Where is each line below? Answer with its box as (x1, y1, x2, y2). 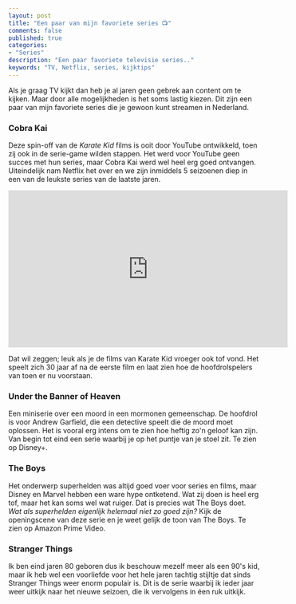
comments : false (8, 26, 62, 34)
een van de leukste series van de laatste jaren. (8, 175, 161, 184)
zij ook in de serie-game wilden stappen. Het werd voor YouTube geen (8, 149, 240, 159)
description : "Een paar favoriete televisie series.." (8, 57, 195, 65)
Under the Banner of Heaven (8, 390, 121, 401)
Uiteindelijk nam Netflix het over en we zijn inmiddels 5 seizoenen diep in (8, 166, 248, 176)
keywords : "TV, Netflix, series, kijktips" (8, 64, 156, 72)
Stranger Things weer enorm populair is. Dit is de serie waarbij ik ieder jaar (8, 578, 255, 587)
